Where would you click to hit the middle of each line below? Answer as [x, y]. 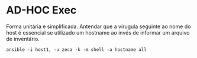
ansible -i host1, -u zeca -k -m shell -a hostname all [76, 50]
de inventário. [23, 39]
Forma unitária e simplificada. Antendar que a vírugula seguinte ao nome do [98, 26]
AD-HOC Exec [41, 10]
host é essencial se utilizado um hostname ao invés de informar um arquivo [98, 32]
